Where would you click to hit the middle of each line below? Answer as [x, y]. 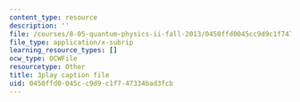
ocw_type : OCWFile [43, 59]
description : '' [39, 26]
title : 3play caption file [59, 75]
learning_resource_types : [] [63, 51]
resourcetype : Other [48, 67]
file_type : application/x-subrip [71, 42]
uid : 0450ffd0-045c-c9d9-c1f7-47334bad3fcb [92, 83]
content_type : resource [54, 17]
